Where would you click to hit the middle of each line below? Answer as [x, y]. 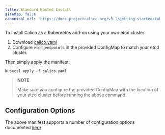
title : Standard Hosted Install [38, 10]
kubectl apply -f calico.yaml [36, 71]
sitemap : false [21, 14]
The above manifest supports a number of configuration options [70, 122]
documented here [23, 128]
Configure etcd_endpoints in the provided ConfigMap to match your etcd [86, 48]
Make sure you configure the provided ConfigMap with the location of [88, 90]
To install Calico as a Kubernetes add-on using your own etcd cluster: [75, 33]
